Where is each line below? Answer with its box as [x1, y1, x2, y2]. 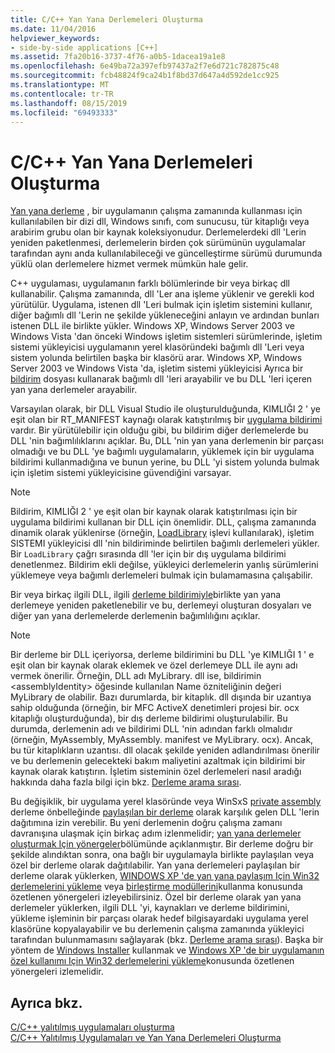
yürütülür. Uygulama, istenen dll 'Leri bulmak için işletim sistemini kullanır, [10, 299, 313, 311]
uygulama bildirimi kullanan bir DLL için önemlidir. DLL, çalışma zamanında [10, 516, 317, 528]
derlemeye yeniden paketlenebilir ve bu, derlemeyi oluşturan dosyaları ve [10, 599, 312, 611]
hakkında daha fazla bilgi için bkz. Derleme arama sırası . [10, 776, 242, 788]
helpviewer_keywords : [10, 33, 101, 43]
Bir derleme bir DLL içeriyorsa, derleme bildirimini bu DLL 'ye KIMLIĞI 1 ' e [10, 649, 315, 661]
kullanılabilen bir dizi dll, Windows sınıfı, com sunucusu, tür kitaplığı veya [10, 216, 310, 228]
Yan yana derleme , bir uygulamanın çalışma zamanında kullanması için [10, 205, 303, 217]
